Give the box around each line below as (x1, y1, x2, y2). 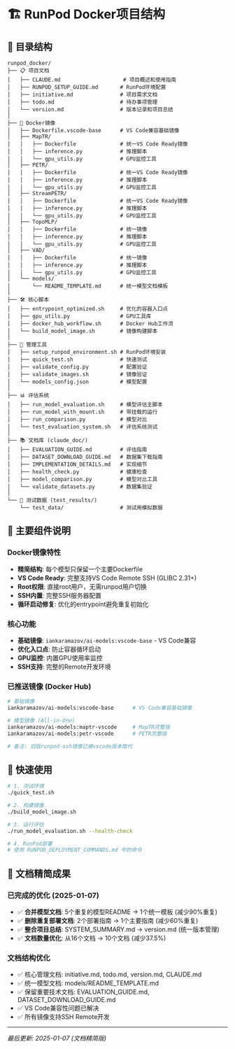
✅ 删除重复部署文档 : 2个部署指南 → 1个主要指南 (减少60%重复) (17, 917, 199, 925)
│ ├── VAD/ (7, 247, 45, 254)
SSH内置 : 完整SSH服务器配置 (17, 591, 101, 599)
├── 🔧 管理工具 (7, 341, 48, 348)
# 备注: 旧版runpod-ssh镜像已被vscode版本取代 (7, 743, 133, 750)
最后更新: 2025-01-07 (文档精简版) (7, 1034, 107, 1043)
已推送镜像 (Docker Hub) (7, 681, 92, 691)
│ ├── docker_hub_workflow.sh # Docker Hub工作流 (7, 320, 173, 327)
